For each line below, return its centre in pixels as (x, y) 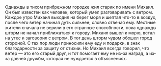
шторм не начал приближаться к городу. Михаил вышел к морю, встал (80, 33)
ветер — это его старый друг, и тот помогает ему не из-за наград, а (77, 53)
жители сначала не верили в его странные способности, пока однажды (81, 28)
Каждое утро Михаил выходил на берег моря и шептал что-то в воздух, (81, 17)
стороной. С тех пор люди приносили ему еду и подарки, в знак (73, 43)
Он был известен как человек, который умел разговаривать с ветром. (79, 12)
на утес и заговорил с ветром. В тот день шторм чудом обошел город (79, 38)
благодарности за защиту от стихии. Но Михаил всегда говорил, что (77, 48)
